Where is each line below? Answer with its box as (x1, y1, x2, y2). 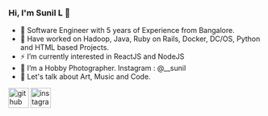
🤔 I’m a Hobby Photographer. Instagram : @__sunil (19, 64, 186, 73)
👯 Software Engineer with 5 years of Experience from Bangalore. (19, 26, 236, 35)
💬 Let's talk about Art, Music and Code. (19, 72, 151, 81)
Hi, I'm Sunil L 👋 (8, 7, 71, 19)
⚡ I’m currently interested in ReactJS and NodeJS (19, 52, 185, 61)
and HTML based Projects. (19, 43, 109, 52)
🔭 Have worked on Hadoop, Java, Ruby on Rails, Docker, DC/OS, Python (19, 34, 261, 43)
